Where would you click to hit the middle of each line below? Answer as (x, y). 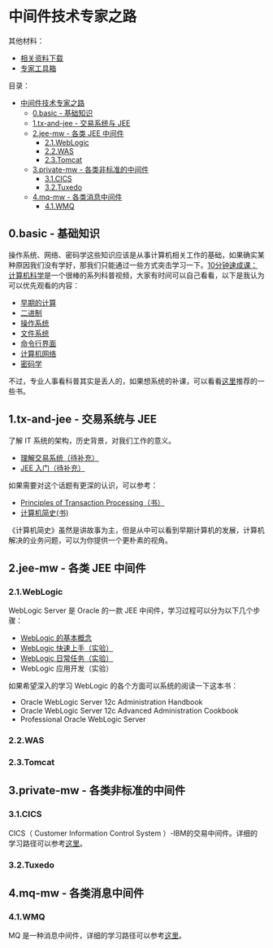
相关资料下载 (41, 58)
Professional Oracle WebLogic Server (83, 719)
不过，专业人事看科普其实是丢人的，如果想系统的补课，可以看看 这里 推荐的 (133, 381)
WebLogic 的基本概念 (56, 638)
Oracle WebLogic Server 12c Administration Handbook (111, 702)
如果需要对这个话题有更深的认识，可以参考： (83, 485)
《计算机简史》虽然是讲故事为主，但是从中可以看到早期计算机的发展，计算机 (136, 530)
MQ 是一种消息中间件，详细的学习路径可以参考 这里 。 (97, 936)
